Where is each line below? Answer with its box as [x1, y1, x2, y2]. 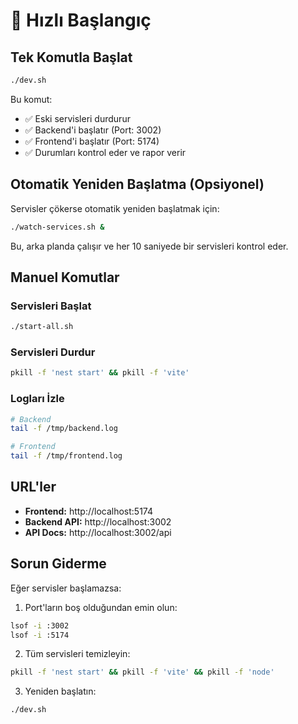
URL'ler [10, 479, 57, 496]
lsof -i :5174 [10, 630, 70, 640]
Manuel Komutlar [10, 269, 120, 286]
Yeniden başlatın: [24, 685, 97, 698]
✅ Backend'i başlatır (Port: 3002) [24, 124, 162, 136]
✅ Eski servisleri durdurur [24, 112, 131, 124]
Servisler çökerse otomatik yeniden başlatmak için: [10, 202, 220, 214]
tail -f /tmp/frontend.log [10, 451, 123, 461]
